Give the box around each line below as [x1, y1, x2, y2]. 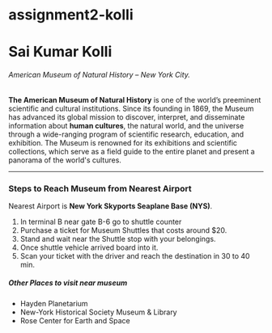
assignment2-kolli [8, 6, 134, 24]
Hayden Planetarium [19, 298, 88, 308]
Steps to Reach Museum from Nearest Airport [8, 183, 192, 194]
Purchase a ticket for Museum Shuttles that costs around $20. [19, 225, 227, 235]
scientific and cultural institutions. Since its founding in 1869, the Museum [8, 103, 254, 113]
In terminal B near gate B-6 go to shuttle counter [19, 217, 182, 226]
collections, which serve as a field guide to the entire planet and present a [8, 146, 255, 156]
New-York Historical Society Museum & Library [19, 307, 177, 317]
